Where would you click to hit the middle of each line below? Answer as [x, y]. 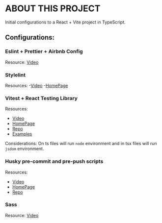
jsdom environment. [25, 149]
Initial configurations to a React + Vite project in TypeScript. [66, 22]
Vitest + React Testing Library [41, 98]
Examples [22, 134]
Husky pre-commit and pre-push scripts [54, 161]
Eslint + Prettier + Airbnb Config [44, 51]
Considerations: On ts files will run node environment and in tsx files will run [81, 144]
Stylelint [15, 75]
